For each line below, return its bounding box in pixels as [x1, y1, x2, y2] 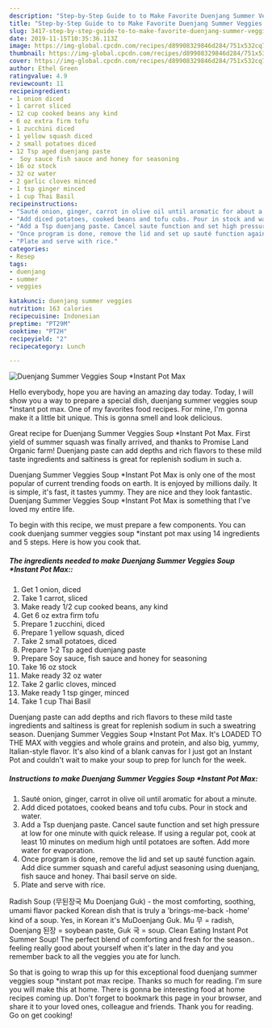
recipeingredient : [9, 87, 71, 95]
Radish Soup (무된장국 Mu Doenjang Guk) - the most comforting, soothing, [9, 897, 256, 907]
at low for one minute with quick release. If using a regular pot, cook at [20, 828, 257, 838]
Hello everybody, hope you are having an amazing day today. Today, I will [9, 387, 253, 397]
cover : [9, 57, 31, 66]
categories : [9, 245, 49, 253]
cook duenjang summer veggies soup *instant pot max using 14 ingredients [9, 529, 261, 539]
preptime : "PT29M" [9, 319, 71, 328]
